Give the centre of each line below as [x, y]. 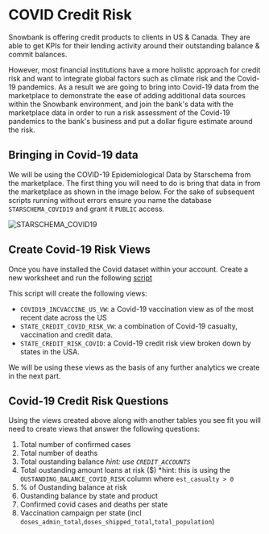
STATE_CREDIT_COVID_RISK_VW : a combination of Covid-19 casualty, [128, 326]
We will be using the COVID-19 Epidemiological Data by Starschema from [130, 174]
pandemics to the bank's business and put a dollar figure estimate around [130, 121]
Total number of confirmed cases [75, 445]
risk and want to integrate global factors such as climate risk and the [122, 78]
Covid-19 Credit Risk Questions [89, 401]
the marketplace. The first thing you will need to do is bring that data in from [134, 183]
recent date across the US [63, 317]
